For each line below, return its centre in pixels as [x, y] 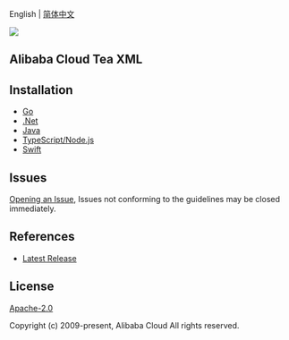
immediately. [33, 208]
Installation [41, 90]
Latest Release [50, 258]
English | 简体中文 [42, 14]
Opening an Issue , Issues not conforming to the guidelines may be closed [144, 200]
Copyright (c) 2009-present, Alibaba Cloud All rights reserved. [124, 325]
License [32, 287]
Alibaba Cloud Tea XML [76, 59]
